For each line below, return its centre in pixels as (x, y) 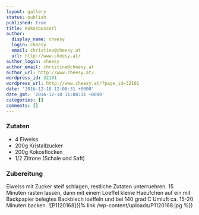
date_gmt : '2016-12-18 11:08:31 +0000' (56, 94)
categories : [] (25, 100)
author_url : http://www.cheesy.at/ (50, 72)
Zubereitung (25, 173)
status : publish (26, 17)
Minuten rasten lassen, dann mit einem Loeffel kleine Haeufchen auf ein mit (99, 193)
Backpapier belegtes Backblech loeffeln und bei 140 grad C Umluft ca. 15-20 (100, 199)
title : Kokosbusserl (32, 28)
